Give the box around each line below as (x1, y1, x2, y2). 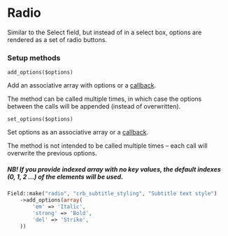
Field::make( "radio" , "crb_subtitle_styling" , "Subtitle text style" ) (7, 190, 218, 197)
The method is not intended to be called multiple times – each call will (7, 141, 208, 150)
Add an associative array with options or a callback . (7, 81, 156, 90)
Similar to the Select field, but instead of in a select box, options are (7, 28, 202, 36)
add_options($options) (7, 69, 73, 76)
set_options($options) (7, 116, 73, 123)
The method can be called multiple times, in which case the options (7, 95, 202, 103)
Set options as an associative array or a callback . (7, 128, 149, 137)
